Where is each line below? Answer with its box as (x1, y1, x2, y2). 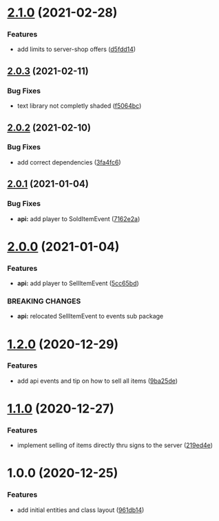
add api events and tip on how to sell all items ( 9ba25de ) (17, 377, 178, 385)
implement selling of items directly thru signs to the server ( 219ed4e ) (17, 441, 213, 450)
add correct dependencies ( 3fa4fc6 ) (17, 158, 122, 167)
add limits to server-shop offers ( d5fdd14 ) (17, 45, 136, 53)
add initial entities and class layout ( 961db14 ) (17, 506, 145, 514)
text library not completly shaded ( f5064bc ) (17, 102, 142, 110)
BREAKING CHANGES (7, 296, 81, 305)
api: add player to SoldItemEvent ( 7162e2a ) (17, 214, 140, 222)
